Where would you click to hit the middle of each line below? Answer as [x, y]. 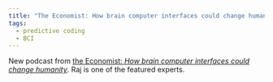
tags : [17, 23]
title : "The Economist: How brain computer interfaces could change [127, 16]
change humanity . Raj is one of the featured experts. [97, 70]
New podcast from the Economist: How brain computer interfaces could [129, 61]
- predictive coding [50, 31]
